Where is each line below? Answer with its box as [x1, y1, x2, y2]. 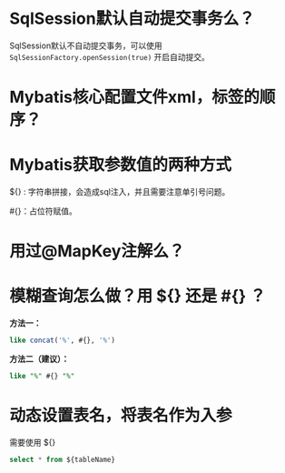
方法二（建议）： [9, 354, 70, 365]
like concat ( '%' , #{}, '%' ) [9, 336, 116, 346]
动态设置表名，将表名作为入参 [9, 406, 233, 426]
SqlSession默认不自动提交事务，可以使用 [9, 40, 162, 51]
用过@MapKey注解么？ [9, 241, 185, 262]
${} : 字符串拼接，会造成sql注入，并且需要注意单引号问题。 [9, 186, 231, 197]
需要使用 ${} [9, 437, 56, 448]
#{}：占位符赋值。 [9, 206, 77, 216]
